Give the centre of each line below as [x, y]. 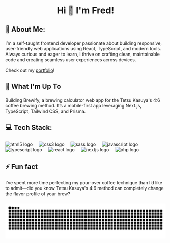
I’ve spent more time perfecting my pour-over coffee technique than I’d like [84, 183]
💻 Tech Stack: [29, 128]
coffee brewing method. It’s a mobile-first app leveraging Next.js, [73, 105]
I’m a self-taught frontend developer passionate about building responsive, [83, 43]
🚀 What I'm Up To [33, 86]
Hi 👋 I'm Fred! [86, 10]
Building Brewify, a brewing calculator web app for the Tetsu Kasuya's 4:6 [83, 100]
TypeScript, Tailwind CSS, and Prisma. [46, 111]
